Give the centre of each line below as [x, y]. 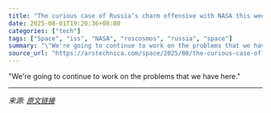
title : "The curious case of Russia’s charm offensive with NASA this [129, 16]
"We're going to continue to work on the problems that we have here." [125, 76]
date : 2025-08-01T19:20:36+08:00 [65, 23]
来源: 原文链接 [31, 100]
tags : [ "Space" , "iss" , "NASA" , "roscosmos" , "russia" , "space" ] [121, 38]
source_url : [28, 53]
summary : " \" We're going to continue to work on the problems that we [129, 46]
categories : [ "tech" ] [45, 31]
